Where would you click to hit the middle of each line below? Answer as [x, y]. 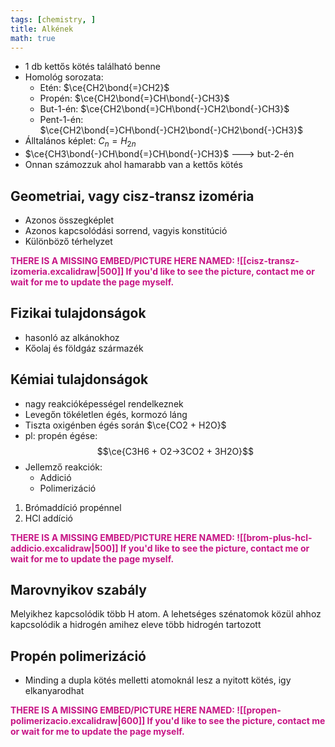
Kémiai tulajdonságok [79, 379]
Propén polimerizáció [78, 656]
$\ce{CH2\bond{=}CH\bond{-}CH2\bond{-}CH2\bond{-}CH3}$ [171, 130]
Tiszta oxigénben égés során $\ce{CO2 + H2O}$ [125, 425]
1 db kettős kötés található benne [92, 67]
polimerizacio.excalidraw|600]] [78, 721]
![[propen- [259, 710]
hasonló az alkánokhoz [72, 337]
